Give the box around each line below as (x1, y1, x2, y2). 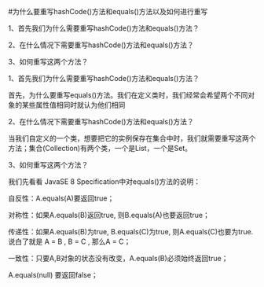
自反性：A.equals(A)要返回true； (8, 193, 115, 203)
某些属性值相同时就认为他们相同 (21, 101, 126, 109)
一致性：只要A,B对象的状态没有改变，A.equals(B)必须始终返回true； (8, 254, 229, 263)
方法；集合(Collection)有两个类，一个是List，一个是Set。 (8, 144, 192, 153)
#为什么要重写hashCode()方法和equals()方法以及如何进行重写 (8, 7, 208, 16)
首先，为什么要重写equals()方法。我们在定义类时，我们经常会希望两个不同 (8, 90, 248, 100)
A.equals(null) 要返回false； (8, 270, 98, 279)
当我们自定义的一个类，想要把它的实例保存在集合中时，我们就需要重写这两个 (8, 134, 256, 143)
